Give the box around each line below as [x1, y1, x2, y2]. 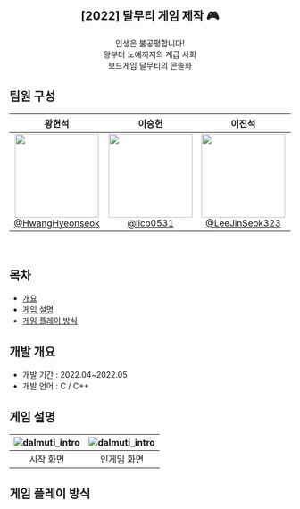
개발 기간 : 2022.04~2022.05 [21, 370, 128, 380]
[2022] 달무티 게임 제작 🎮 [80, 8, 220, 24]
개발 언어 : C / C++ [21, 380, 90, 391]
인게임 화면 [99, 454, 145, 466]
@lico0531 [127, 217, 174, 229]
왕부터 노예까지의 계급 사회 [103, 48, 197, 60]
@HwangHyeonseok [13, 217, 100, 229]
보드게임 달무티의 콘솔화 [108, 60, 192, 71]
